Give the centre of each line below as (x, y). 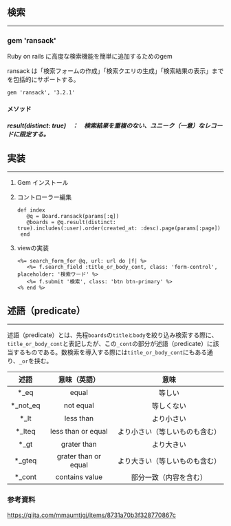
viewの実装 (33, 248)
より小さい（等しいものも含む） (169, 432)
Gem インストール (43, 183)
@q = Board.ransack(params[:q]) (73, 216)
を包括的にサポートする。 (43, 80)
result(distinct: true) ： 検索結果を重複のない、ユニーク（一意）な (106, 125)
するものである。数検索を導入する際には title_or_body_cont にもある (110, 352)
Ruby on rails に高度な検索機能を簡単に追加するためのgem (90, 57)
